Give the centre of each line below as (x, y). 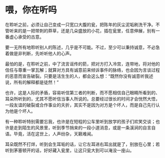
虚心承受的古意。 (27, 37)
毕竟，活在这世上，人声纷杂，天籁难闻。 (55, 133)
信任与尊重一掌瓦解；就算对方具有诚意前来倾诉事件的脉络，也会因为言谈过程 (82, 70)
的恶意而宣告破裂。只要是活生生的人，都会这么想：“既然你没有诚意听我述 (79, 76)
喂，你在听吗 (31, 10)
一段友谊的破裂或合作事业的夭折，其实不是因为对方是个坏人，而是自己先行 (80, 105)
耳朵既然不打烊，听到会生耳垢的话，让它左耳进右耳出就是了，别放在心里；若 (82, 144)
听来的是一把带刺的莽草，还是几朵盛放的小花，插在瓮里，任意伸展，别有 (82, 30)
